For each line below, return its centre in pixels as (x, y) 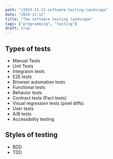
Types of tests (28, 49)
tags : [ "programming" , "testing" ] (41, 24)
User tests (23, 108)
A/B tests (22, 113)
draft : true (17, 28)
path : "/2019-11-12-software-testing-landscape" (57, 10)
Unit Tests (23, 66)
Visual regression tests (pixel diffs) (48, 103)
